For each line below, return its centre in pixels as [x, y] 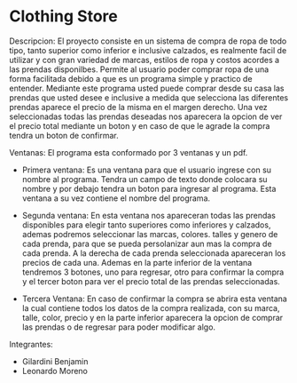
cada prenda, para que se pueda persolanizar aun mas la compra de [147, 243]
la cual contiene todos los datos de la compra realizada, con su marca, [151, 307]
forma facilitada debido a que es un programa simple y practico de [131, 78]
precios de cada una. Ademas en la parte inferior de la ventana [137, 262]
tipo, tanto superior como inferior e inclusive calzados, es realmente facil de [148, 50]
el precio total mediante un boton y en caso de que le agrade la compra [140, 125]
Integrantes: [31, 344]
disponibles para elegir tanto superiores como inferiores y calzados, [146, 225]
